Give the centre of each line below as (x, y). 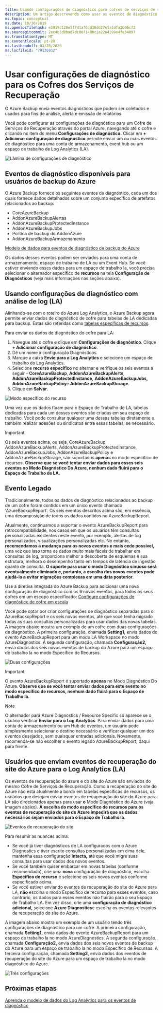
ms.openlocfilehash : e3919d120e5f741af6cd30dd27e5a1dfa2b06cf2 (70, 28)
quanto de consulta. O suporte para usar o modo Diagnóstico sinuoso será (81, 566)
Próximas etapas (31, 988)
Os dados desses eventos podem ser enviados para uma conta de (71, 258)
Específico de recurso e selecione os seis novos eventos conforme (80, 877)
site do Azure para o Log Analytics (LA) (65, 769)
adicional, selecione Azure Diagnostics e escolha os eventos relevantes (84, 908)
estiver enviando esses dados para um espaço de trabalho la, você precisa (80, 268)
